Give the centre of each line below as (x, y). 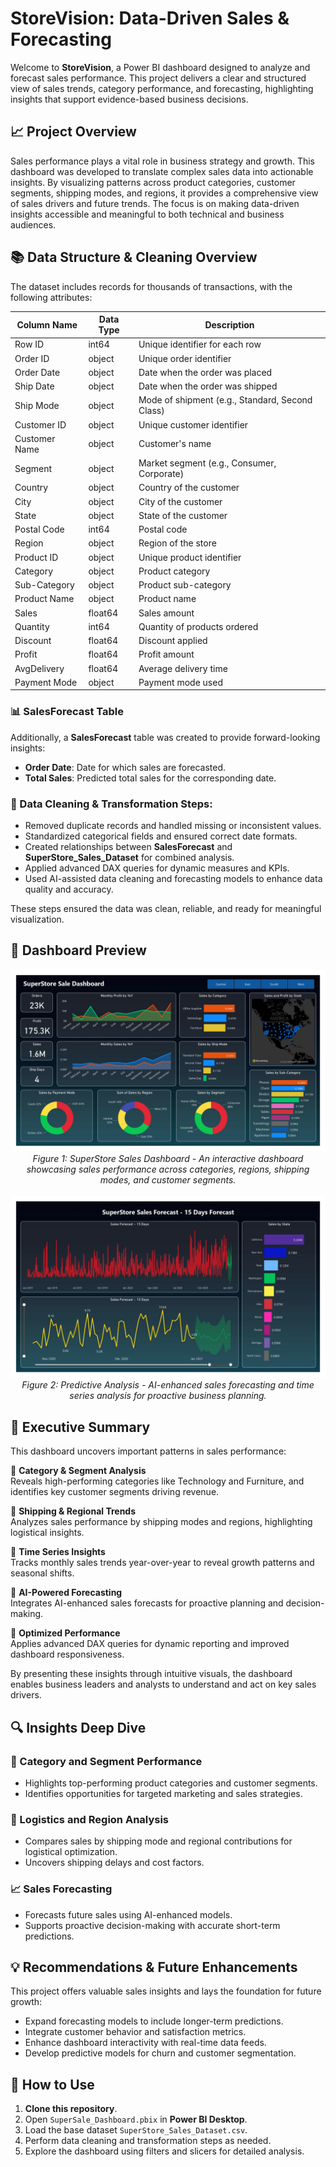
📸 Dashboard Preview (78, 950)
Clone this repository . (71, 2109)
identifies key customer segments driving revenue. (115, 1492)
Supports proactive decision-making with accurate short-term (152, 1925)
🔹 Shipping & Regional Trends (73, 1511)
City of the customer (180, 501)
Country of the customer (189, 488)
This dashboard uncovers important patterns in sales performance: (148, 1451)
